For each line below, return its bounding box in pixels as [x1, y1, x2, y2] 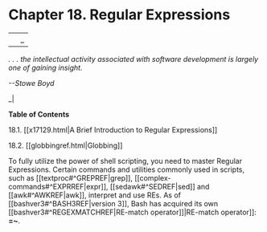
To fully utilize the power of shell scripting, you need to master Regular [8, 156, 243, 165]
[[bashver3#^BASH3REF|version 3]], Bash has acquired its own [8, 198, 219, 208]
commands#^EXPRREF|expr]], [8, 181, 109, 191]
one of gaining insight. [8, 63, 83, 72]
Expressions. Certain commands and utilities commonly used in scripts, [8, 165, 245, 174]
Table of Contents [8, 109, 70, 119]
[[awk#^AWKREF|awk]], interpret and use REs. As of [8, 190, 181, 200]
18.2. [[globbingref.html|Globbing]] [8, 140, 123, 150]
